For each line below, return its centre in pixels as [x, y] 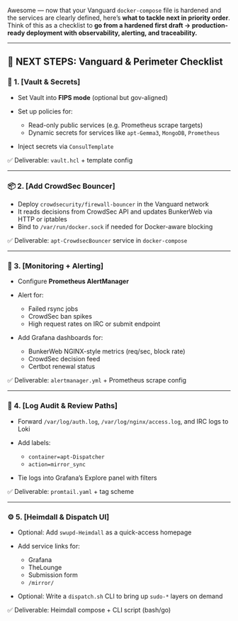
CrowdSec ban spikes [60, 317]
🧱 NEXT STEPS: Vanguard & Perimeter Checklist [115, 62]
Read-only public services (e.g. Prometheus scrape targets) [115, 125]
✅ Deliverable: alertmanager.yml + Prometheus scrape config [97, 380]
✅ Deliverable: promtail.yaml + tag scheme [71, 491]
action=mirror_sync [57, 464]
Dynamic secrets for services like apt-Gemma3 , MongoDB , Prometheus [124, 132]
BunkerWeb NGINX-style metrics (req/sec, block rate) [107, 351]
